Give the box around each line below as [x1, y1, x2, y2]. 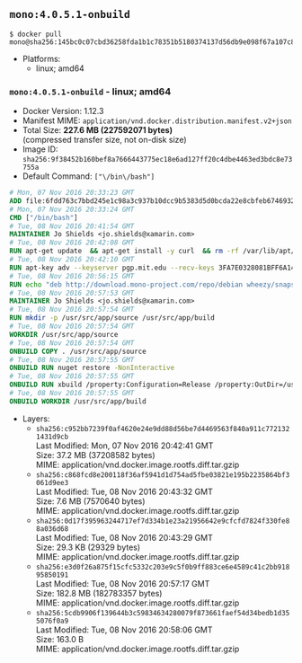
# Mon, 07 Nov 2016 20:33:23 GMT [9, 189, 135, 198]
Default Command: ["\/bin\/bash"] [22, 171, 155, 181]
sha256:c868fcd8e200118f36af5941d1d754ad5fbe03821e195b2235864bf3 [35, 470, 290, 480]
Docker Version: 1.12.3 [22, 106, 104, 117]
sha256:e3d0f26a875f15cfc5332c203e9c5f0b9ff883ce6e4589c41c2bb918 [35, 562, 290, 571]
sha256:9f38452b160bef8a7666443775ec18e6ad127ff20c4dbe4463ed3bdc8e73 [22, 155, 293, 164]
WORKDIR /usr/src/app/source [9, 330, 119, 339]
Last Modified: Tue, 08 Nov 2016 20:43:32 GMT [35, 486, 213, 497]
